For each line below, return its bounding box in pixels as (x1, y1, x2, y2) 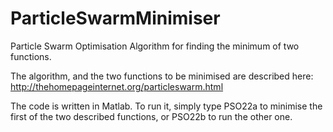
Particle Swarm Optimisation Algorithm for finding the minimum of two (10, 40, 300, 52)
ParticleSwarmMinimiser (10, 7, 221, 30)
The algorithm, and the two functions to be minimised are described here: (10, 70, 314, 82)
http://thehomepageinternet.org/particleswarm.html (10, 80, 224, 92)
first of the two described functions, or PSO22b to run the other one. (10, 110, 293, 122)
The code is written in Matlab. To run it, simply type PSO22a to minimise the (10, 100, 323, 112)
